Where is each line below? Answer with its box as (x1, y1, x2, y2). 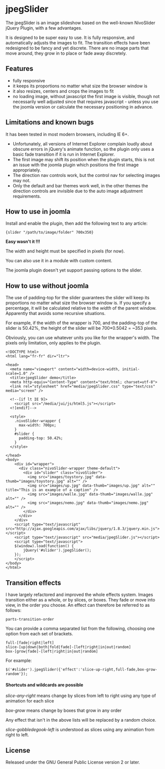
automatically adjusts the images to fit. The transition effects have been (5, 39, 150, 45)
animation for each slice (5, 698, 55, 704)
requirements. (12, 193, 41, 199)
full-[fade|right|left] (5, 640, 55, 645)
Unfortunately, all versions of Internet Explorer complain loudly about (12, 140, 152, 146)
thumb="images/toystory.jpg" (5, 479, 65, 484)
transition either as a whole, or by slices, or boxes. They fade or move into (5, 597, 155, 602)
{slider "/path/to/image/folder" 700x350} (5, 230, 94, 235)
